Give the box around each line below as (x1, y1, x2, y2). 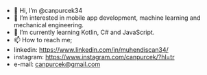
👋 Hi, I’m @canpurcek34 (13, 7, 83, 14)
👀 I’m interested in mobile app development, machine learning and (13, 14, 201, 22)
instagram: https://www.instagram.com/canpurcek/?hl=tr (13, 53, 175, 61)
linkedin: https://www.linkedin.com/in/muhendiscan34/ (13, 46, 169, 54)
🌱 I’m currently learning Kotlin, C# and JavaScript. (13, 28, 155, 36)
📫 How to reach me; (13, 36, 73, 44)
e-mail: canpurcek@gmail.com (13, 60, 101, 68)
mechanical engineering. (13, 21, 84, 29)
